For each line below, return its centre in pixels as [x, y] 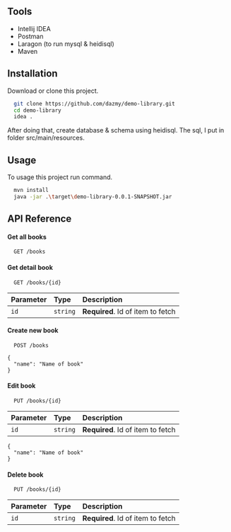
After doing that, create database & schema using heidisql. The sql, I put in [116, 130]
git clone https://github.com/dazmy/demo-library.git [94, 103]
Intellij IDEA [34, 28]
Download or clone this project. [53, 91]
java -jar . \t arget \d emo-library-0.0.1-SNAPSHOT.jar [93, 197]
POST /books [31, 345]
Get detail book [30, 267]
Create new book [33, 330]
